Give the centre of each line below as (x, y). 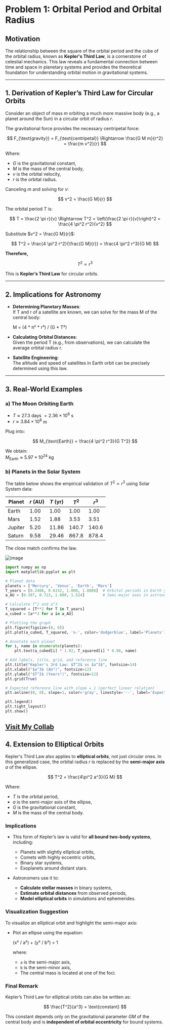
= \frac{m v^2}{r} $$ (85, 143)
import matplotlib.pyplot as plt (40, 572)
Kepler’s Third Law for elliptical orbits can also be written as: (68, 997)
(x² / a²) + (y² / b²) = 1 (35, 942)
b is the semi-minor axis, (46, 967)
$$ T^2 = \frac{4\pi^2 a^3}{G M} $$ (85, 777)
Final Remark (22, 986)
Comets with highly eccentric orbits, (58, 857)
